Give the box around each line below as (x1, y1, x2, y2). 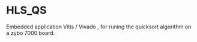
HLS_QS (6, 4, 47, 17)
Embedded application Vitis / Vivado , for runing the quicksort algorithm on (6, 23, 192, 30)
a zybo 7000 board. (6, 29, 55, 36)
